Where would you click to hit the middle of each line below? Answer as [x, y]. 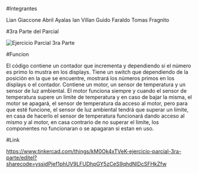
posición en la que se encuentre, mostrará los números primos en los [90, 78]
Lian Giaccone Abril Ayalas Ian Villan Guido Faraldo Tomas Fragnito [88, 20]
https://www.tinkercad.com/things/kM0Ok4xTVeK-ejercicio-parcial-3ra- [94, 151]
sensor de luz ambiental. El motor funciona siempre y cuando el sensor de [97, 91]
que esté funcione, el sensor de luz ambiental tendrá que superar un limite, [98, 110]
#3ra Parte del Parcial [33, 31]
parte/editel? [22, 158]
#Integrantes [22, 9]
